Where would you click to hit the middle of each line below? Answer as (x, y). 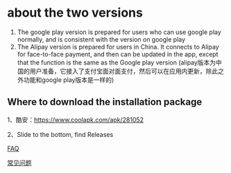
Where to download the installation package (105, 102)
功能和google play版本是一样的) (69, 80)
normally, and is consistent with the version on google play (101, 39)
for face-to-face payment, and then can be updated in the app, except (118, 54)
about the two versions (75, 13)
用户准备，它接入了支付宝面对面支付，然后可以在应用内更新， (118, 71)
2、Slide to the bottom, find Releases (60, 134)
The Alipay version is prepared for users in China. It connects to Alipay (118, 47)
